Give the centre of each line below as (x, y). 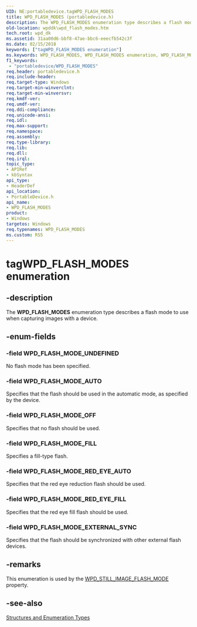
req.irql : (18, 159)
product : (17, 213)
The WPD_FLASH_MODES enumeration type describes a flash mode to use (97, 312)
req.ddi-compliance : (31, 110)
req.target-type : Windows (38, 83)
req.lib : (17, 148)
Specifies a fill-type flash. (37, 456)
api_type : (18, 180)
